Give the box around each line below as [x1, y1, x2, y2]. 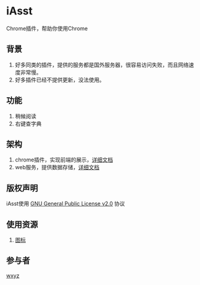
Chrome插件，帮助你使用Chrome [6, 25, 88, 32]
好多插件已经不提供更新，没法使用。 [14, 76, 105, 83]
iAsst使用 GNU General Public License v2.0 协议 [6, 200, 125, 208]
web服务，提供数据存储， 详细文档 [14, 164, 100, 171]
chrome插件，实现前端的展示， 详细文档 [14, 156, 113, 163]
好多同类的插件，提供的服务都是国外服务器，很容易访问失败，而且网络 [14, 61, 189, 68]
